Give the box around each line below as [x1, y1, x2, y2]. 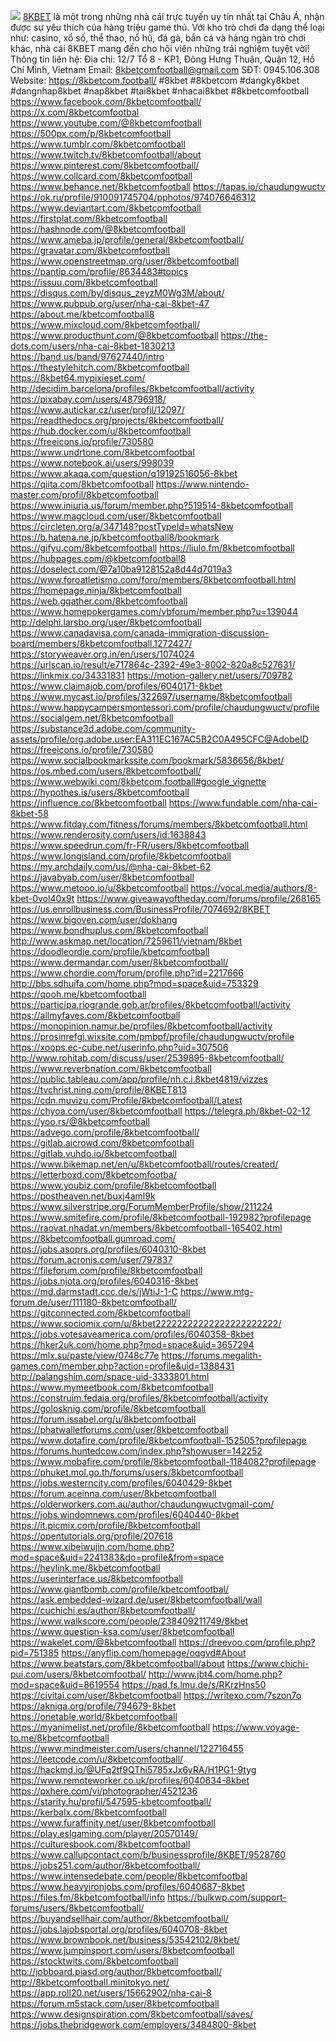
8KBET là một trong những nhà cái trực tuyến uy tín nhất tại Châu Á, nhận [22, 11, 325, 22]
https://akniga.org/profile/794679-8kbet [10, 1700, 177, 1712]
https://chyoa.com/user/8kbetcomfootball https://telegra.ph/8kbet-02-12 [10, 1105, 311, 1117]
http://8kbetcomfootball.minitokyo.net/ [10, 1976, 170, 1988]
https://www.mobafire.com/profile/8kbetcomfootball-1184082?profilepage [10, 1456, 317, 1467]
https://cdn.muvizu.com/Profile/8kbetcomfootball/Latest [10, 1095, 243, 1106]
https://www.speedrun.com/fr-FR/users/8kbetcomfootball [10, 840, 250, 851]
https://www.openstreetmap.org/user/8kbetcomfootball [10, 255, 240, 267]
